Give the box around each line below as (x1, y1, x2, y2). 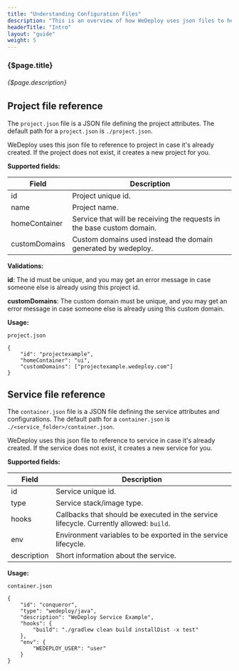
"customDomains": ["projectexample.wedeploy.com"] (20, 363, 174, 370)
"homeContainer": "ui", (20, 357, 91, 364)
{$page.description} (7, 78, 67, 86)
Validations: (7, 261, 44, 270)
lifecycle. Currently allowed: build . (55, 519, 171, 529)
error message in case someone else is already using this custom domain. (7, 304, 225, 313)
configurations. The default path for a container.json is (7, 415, 171, 424)
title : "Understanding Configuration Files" (7, 10, 142, 18)
